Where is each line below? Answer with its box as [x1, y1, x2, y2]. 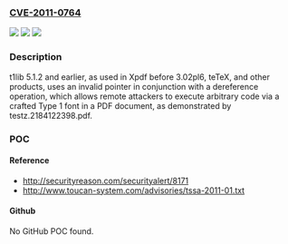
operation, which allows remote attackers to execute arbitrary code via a [9, 91, 280, 102]
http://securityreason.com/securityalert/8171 [22, 175, 189, 186]
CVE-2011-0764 [9, 6, 82, 19]
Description [9, 51, 62, 63]
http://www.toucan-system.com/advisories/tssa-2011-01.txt [22, 184, 245, 196]
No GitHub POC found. [9, 225, 94, 237]
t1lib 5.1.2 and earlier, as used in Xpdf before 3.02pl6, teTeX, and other [9, 71, 270, 83]
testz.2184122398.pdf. [9, 110, 93, 121]
